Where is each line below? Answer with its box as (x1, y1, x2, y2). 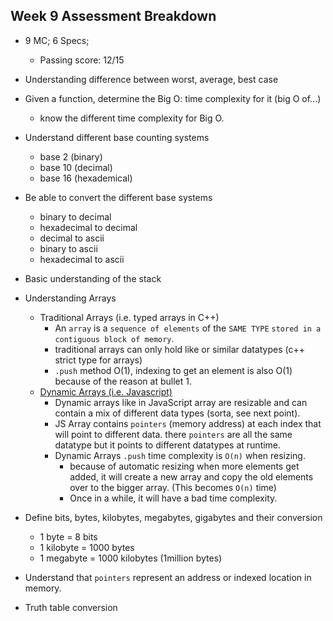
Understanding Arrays (24, 292, 117, 304)
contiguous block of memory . (54, 332, 175, 344)
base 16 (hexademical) (39, 172, 133, 184)
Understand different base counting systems (24, 131, 210, 143)
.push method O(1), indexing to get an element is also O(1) (54, 364, 293, 376)
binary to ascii (39, 242, 98, 254)
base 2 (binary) (39, 150, 103, 163)
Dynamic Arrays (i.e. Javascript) (39, 385, 173, 398)
